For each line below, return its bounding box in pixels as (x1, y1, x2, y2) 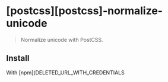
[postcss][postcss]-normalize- (6, 4, 163, 18)
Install (6, 53, 30, 63)
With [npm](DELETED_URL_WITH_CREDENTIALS (6, 69, 125, 76)
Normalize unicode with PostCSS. (20, 36, 103, 43)
